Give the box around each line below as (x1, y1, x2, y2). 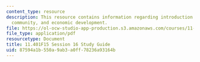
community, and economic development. (11, 19, 108, 25)
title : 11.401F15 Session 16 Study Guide (6, 42, 111, 48)
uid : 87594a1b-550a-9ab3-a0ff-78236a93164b (6, 47, 116, 53)
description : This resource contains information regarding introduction (6, 14, 193, 20)
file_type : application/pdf (6, 31, 76, 37)
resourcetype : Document (6, 36, 65, 42)
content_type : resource (6, 8, 65, 15)
